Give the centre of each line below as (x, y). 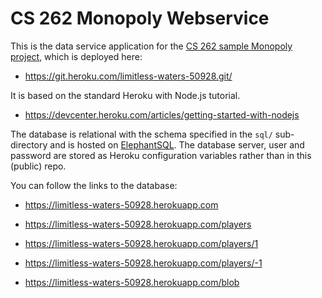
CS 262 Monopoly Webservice (140, 18)
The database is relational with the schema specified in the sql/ (141, 134)
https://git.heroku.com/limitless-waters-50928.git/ (128, 76)
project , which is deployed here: (76, 56)
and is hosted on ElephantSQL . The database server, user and (177, 144)
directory (29, 144)
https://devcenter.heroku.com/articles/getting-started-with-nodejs (162, 114)
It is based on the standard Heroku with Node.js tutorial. (125, 95)
